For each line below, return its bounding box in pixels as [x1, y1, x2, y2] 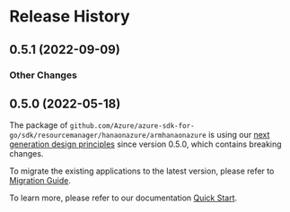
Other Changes [9, 69, 78, 81]
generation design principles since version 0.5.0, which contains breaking [9, 139, 282, 149]
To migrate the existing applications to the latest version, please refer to [9, 165, 275, 176]
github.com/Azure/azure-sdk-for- [69, 122, 195, 131]
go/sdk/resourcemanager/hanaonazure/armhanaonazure [9, 131, 207, 140]
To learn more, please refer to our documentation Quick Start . [9, 192, 238, 203]
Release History [9, 6, 130, 27]
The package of [9, 120, 68, 131]
